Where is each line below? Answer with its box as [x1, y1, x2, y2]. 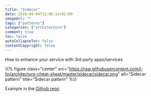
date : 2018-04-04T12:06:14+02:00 [5, 12, 73, 16]
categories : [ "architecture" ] [5, 25, 67, 30]
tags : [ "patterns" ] [5, 20, 45, 26]
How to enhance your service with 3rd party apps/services [5, 56, 123, 62]
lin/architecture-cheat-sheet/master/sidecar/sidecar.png [5, 71, 118, 77]
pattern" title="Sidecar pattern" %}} [5, 76, 77, 82]
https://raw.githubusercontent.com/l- [68, 66, 143, 72]
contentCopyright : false [5, 43, 55, 48]
